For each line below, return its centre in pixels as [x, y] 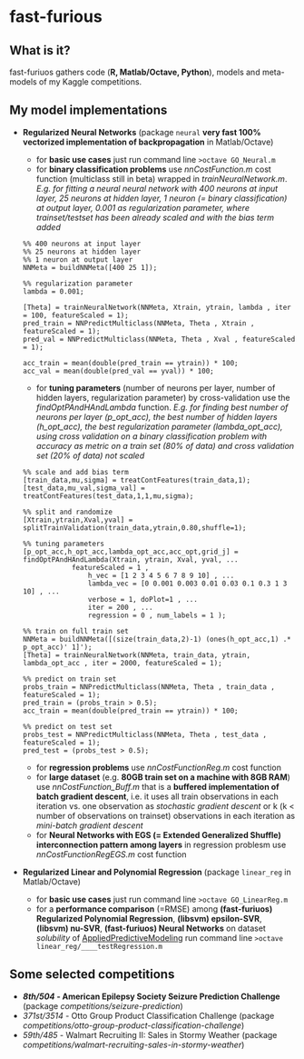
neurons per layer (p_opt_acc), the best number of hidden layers [157, 416]
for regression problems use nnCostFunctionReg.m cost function [158, 767]
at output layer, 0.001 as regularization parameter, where [142, 207]
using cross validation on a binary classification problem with [152, 436]
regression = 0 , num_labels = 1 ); [157, 615]
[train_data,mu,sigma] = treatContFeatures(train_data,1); [137, 480]
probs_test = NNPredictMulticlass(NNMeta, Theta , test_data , [145, 734]
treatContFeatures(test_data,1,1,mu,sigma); [108, 496]
